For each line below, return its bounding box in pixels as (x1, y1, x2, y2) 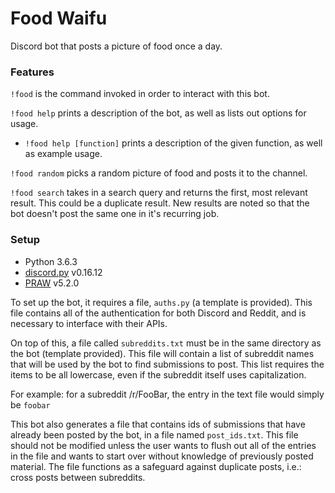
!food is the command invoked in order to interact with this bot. (10, 88, 270, 100)
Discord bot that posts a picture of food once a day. (10, 40, 223, 52)
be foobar (10, 398, 51, 411)
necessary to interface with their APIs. (10, 317, 168, 329)
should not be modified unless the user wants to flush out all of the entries (10, 439, 317, 451)
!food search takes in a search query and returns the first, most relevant (10, 187, 308, 199)
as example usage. (24, 148, 103, 160)
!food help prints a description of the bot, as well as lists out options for (10, 107, 307, 119)
